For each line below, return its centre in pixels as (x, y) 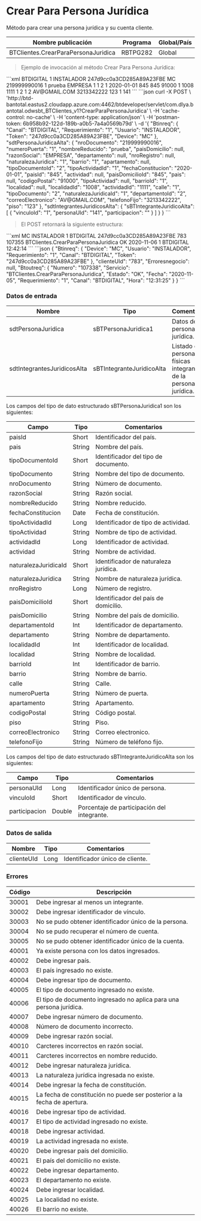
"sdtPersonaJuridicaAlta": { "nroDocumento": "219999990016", (84, 143)
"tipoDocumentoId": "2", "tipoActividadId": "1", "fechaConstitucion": (90, 168)
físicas (181, 361)
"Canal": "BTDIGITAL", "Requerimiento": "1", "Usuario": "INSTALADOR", (94, 129)
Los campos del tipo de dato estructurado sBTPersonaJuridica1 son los (94, 406)
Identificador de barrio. (128, 664)
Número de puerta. (122, 693)
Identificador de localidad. (132, 645)
